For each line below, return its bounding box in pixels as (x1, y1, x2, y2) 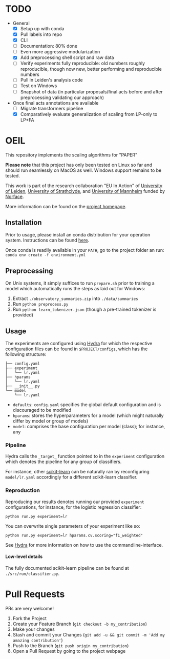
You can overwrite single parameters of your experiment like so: (5, 523, 141, 529)
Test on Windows (20, 83, 57, 89)
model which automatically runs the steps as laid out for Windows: (5, 286, 145, 292)
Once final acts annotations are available (12, 99, 99, 106)
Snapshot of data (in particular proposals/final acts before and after (20, 88, 163, 95)
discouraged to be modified (12, 407, 72, 413)
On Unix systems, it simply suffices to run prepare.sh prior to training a (5, 280, 155, 286)
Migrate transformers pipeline (20, 105, 83, 111)
